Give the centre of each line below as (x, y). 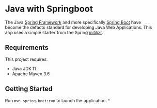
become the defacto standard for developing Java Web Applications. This (78, 27)
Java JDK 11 (24, 68)
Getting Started (29, 89)
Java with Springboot (49, 9)
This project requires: (26, 59)
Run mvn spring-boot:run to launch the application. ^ (58, 100)
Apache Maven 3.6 (31, 74)
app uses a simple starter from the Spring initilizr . (54, 32)
